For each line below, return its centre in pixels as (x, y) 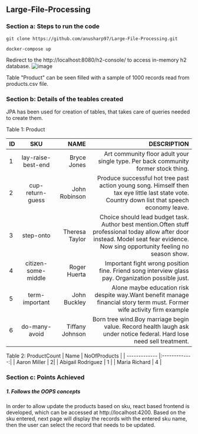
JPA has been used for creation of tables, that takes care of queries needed (98, 112)
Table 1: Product (26, 129)
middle (36, 278)
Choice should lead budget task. (144, 217)
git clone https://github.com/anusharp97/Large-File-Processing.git (92, 39)
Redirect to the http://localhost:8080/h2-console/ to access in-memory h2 (96, 60)
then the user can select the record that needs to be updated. (81, 425)
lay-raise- (36, 157)
